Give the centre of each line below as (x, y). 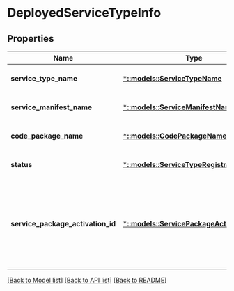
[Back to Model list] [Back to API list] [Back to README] (87, 280)
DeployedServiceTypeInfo (84, 13)
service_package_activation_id (63, 224)
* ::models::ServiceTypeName (172, 78)
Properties (31, 39)
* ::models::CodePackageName (174, 136)
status (22, 165)
